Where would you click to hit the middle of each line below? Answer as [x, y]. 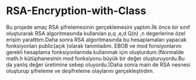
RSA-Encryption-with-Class [76, 11]
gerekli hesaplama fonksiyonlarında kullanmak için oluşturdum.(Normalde [95, 52]
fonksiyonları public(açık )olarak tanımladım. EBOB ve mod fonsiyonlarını [94, 46]
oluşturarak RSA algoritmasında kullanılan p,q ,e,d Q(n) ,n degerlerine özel [96, 33]
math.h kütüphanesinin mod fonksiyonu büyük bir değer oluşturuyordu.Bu [96, 58]
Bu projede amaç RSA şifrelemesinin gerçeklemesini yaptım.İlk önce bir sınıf [98, 27]
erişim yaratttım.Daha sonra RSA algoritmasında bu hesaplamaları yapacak [97, 39]
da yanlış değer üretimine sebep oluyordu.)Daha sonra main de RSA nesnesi [98, 64]
